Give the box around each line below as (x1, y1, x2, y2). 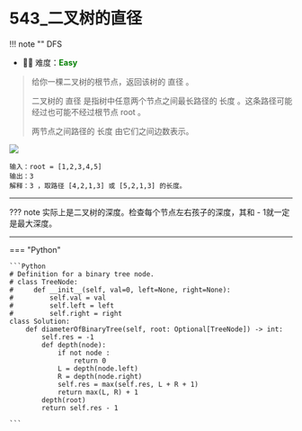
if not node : (57, 348, 111, 357)
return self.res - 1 (41, 403, 119, 412)
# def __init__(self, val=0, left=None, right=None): (9, 285, 231, 294)
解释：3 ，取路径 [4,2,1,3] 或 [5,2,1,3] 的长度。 (9, 181, 187, 190)
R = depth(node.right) (57, 372, 143, 381)
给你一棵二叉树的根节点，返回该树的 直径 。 (31, 76, 194, 86)
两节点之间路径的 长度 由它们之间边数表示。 (31, 125, 194, 136)
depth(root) (41, 395, 87, 405)
